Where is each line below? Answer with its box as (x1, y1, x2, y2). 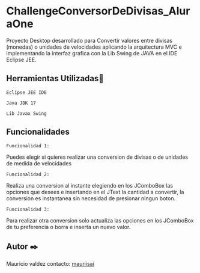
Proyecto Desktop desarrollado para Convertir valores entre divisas (6, 37, 173, 44)
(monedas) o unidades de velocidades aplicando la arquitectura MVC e (6, 43, 182, 51)
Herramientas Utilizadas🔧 (6, 73, 104, 84)
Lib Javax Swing (6, 110, 47, 117)
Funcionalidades (6, 127, 70, 137)
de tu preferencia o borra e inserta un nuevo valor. (6, 223, 131, 230)
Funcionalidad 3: (6, 206, 50, 212)
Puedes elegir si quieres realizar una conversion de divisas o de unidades (6, 153, 188, 161)
